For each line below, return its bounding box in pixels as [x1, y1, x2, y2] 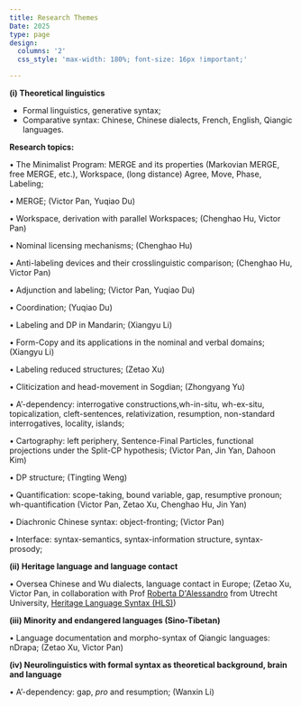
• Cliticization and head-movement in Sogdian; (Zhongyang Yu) [9, 382, 245, 392]
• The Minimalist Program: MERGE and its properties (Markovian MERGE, [9, 159, 280, 169]
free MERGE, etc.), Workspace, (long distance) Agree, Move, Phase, [9, 168, 262, 179]
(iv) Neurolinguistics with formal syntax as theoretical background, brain [9, 659, 287, 670]
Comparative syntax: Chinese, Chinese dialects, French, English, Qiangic [22, 114, 293, 125]
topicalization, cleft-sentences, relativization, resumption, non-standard [9, 409, 275, 419]
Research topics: [9, 141, 75, 152]
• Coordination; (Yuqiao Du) [9, 303, 113, 312]
